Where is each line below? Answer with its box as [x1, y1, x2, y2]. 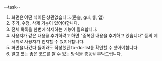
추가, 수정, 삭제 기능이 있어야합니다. [11, 20, 79, 26]
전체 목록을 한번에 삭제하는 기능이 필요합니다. [11, 26, 98, 32]
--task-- [4, 4, 21, 10]
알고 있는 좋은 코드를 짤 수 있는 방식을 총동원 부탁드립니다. [11, 51, 122, 57]
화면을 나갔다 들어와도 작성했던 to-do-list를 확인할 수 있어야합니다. [11, 45, 139, 50]
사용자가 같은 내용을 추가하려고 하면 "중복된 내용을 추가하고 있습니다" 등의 [11, 33, 153, 38]
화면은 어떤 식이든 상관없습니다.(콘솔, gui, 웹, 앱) [11, 14, 104, 20]
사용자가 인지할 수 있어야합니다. [24, 39, 85, 44]
